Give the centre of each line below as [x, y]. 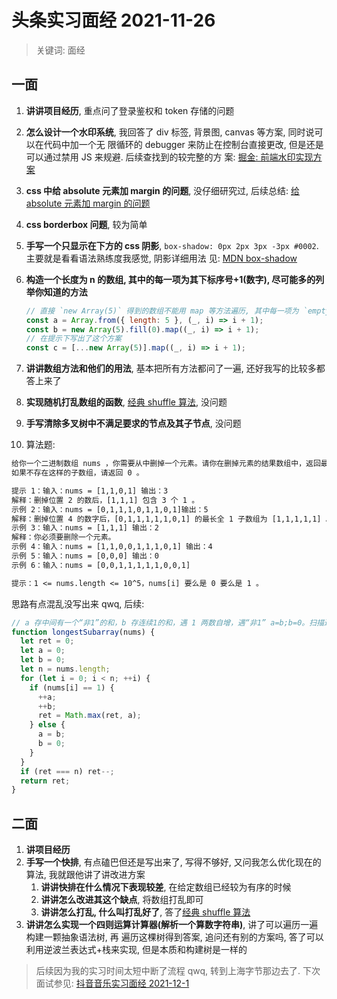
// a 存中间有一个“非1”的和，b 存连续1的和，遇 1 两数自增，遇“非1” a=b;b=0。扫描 [168, 622]
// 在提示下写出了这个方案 [74, 339]
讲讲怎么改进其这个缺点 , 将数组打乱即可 [122, 900]
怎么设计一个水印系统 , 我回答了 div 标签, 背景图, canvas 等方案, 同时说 [170, 132]
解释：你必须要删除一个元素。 [63, 537]
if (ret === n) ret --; [67, 771]
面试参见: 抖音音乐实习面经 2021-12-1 [112, 983]
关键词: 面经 [60, 50]
